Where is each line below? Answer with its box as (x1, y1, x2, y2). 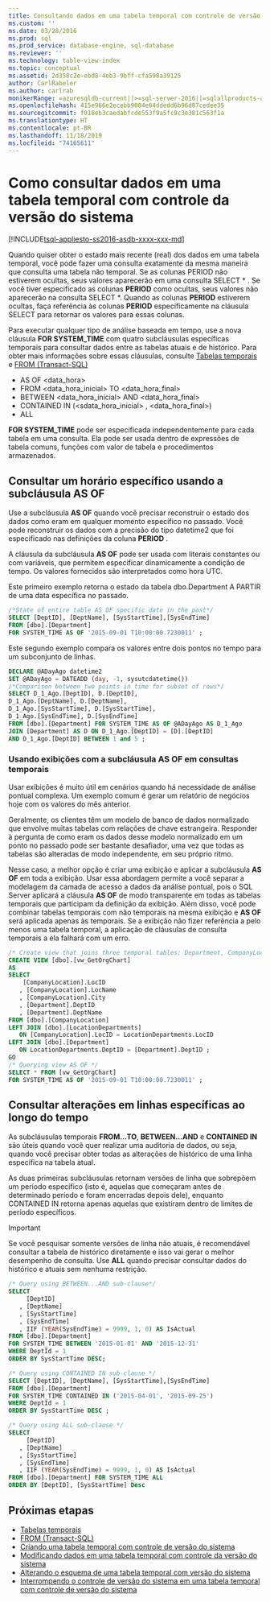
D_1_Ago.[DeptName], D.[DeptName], (8, 697, 128, 705)
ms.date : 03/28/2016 (8, 27, 78, 35)
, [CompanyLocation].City (18, 993, 106, 1002)
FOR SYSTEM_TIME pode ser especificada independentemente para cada (8, 425, 255, 435)
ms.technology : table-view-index (8, 57, 121, 65)
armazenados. (8, 451, 56, 460)
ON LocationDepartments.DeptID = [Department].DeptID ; (18, 1046, 211, 1055)
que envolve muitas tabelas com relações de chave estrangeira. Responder (8, 823, 258, 833)
